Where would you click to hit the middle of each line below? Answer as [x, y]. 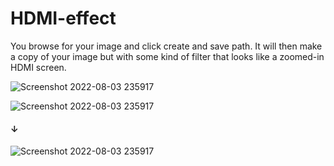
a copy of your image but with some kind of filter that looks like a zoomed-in [167, 56]
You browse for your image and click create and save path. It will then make [166, 46]
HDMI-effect [63, 18]
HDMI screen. [38, 67]
